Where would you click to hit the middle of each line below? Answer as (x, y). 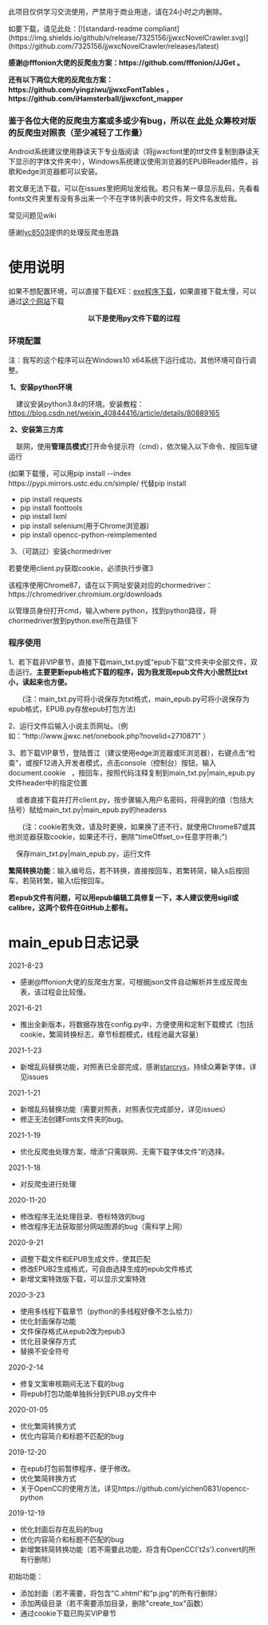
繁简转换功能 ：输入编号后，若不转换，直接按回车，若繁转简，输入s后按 (126, 870)
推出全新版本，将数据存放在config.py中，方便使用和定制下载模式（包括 (136, 1024)
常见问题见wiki (32, 216)
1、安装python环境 (41, 386)
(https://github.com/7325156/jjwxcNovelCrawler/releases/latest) (114, 46)
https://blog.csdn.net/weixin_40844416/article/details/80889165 (114, 413)
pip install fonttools (51, 507)
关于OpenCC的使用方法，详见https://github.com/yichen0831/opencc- (134, 1488)
